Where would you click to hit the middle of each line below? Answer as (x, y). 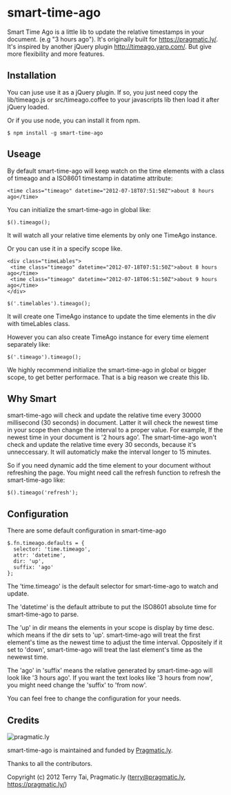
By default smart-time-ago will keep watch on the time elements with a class (116, 171)
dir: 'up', (29, 562)
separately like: (29, 344)
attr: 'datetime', (40, 555)
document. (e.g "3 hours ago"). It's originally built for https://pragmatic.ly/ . (113, 39)
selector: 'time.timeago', (52, 549)
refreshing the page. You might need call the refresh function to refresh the (114, 473)
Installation (32, 76)
